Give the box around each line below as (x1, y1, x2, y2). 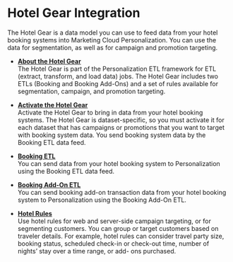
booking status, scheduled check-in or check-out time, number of (17, 239, 210, 248)
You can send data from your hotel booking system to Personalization (17, 159, 220, 167)
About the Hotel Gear (17, 56, 81, 65)
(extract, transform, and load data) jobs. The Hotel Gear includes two (17, 72, 219, 81)
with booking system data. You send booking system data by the (17, 131, 206, 139)
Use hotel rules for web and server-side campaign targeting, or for (17, 217, 212, 225)
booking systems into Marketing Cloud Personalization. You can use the (7, 35, 217, 44)
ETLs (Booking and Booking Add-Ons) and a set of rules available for (17, 79, 219, 88)
